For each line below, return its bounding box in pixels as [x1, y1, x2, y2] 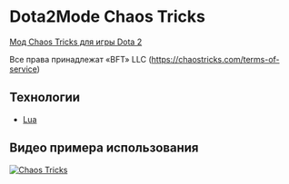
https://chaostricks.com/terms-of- [151, 53, 280, 64]
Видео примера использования [9, 140, 199, 156]
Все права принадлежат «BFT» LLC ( [9, 53, 152, 64]
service [9, 63, 38, 74]
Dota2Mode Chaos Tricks [9, 6, 206, 27]
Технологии [9, 90, 80, 105]
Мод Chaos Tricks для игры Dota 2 [9, 36, 143, 47]
